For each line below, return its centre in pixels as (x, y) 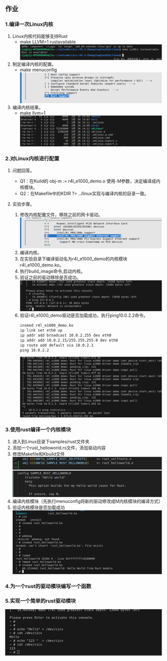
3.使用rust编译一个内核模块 (38, 430)
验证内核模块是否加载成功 (39, 508)
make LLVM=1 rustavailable (48, 42)
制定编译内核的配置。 (34, 64)
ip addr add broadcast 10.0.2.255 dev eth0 (66, 335)
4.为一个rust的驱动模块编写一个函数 (48, 586)
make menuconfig (38, 70)
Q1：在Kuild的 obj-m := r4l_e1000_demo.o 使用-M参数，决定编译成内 (90, 181)
